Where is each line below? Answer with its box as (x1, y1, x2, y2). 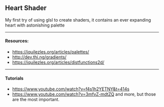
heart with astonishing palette (5, 22, 65, 28)
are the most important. (12, 97, 60, 103)
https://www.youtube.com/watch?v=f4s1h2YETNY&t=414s (12, 86, 130, 92)
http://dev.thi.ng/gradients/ (12, 54, 67, 60)
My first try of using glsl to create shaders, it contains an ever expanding (5, 17, 151, 23)
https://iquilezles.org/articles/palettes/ (12, 49, 89, 55)
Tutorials (5, 75, 23, 81)
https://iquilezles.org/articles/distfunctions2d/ (12, 59, 104, 65)
